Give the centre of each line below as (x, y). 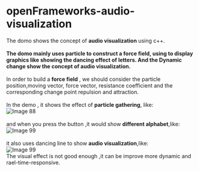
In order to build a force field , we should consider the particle (84, 79)
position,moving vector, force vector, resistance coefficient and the (90, 85)
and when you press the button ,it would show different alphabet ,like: (93, 124)
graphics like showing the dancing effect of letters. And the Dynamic (94, 60)
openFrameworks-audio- (71, 11)
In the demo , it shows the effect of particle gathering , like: (80, 104)
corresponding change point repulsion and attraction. (72, 92)
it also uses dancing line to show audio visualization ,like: (77, 143)
